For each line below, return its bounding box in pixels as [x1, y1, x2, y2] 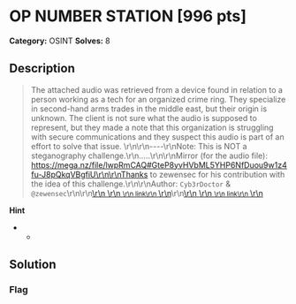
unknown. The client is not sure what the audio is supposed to [30, 112, 258, 123]
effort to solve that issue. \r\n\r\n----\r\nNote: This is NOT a [30, 141, 247, 151]
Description [9, 61, 75, 76]
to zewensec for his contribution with [149, 169, 285, 179]
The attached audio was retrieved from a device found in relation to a [30, 84, 283, 95]
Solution [9, 257, 57, 272]
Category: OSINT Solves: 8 [9, 35, 110, 46]
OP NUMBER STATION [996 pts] [9, 6, 247, 27]
